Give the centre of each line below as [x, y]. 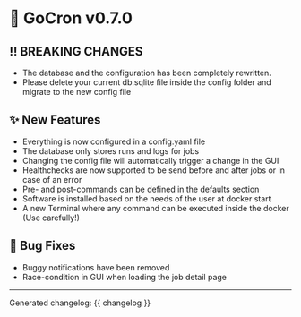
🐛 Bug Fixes [43, 246]
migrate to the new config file [77, 92]
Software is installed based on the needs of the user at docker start [146, 198]
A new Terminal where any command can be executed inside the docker [155, 208]
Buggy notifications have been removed [96, 267]
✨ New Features [55, 120]
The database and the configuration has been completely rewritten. [146, 73]
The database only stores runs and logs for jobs [111, 150]
